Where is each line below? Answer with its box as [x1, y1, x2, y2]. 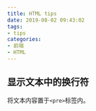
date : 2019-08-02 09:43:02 [7, 17, 85, 24]
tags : [7, 23, 23, 30]
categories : [7, 36, 41, 43]
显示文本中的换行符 [7, 76, 89, 88]
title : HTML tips [7, 10, 57, 17]
